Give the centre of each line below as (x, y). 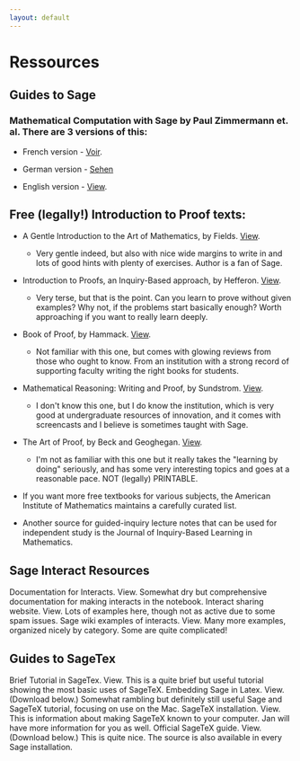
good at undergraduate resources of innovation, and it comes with (158, 415)
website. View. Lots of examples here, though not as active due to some (142, 611)
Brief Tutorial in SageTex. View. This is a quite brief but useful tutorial (137, 680)
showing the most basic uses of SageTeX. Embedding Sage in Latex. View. (147, 689)
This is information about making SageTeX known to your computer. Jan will (150, 718)
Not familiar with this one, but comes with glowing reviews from (154, 352)
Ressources (55, 62)
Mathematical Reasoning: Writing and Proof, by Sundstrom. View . (142, 388)
